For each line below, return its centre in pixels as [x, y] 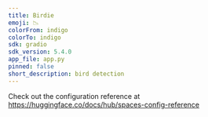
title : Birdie [31, 15]
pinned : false [31, 67]
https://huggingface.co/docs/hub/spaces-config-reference [104, 104]
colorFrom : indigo [38, 30]
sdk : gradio [27, 45]
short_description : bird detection [66, 74]
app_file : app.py [36, 60]
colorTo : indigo [35, 37]
